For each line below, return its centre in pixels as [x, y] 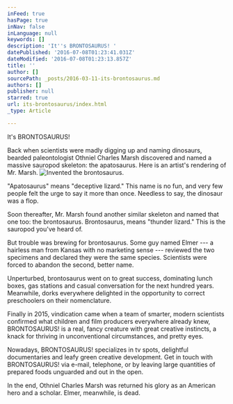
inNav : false [26, 26]
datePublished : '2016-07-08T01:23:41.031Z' [71, 53]
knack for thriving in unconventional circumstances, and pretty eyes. [105, 336]
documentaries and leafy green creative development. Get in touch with [110, 357]
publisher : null [31, 91]
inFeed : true [26, 14]
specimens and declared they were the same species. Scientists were [107, 257]
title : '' [22, 65]
